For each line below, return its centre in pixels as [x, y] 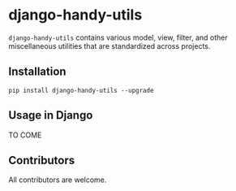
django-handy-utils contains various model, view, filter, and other [118, 37]
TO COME [25, 135]
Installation [37, 72]
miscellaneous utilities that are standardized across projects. [109, 46]
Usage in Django [51, 115]
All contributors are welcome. [58, 180]
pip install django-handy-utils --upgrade [81, 90]
